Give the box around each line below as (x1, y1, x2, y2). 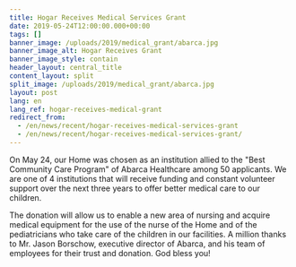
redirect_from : (9, 113, 66, 122)
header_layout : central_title (9, 64, 123, 73)
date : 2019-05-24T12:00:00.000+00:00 (9, 22, 151, 30)
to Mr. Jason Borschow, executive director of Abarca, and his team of (9, 238, 266, 249)
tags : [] (9, 30, 42, 39)
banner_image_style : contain (9, 55, 118, 64)
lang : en (9, 96, 42, 106)
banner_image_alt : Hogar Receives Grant (9, 47, 163, 56)
